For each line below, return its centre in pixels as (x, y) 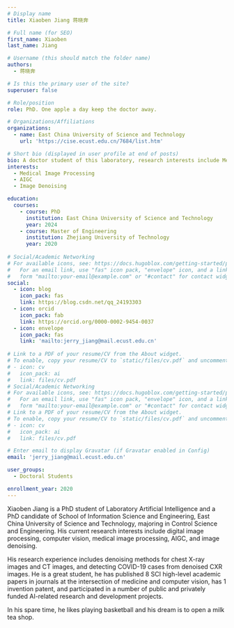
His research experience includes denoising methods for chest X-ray (106, 559)
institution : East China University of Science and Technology (119, 218)
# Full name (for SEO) (40, 33)
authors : (20, 65)
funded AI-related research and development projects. (85, 596)
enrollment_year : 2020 (40, 489)
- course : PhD (40, 212)
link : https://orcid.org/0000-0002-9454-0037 (87, 322)
